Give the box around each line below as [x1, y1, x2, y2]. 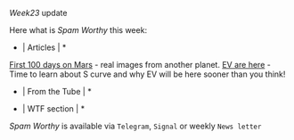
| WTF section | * [21, 103, 86, 114]
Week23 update [9, 8, 68, 18]
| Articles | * [21, 42, 67, 53]
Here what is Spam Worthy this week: [9, 25, 148, 35]
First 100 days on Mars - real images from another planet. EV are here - [9, 60, 272, 70]
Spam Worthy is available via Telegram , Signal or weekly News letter [9, 120, 262, 131]
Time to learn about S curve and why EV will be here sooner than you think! [9, 69, 286, 79]
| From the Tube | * [21, 86, 92, 96]
